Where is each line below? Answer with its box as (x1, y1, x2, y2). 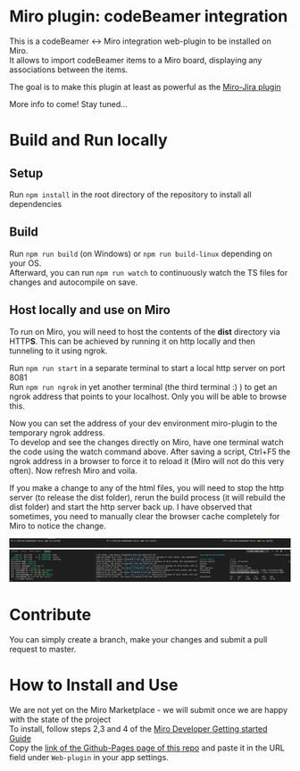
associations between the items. (9, 64, 129, 75)
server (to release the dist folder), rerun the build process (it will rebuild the (9, 492, 286, 502)
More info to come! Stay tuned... (9, 98, 128, 109)
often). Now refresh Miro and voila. (9, 465, 138, 476)
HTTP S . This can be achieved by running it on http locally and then (9, 336, 256, 346)
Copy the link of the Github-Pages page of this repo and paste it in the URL (9, 742, 286, 753)
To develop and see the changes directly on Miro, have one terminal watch (9, 436, 284, 447)
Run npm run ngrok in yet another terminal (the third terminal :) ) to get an (9, 381, 278, 392)
